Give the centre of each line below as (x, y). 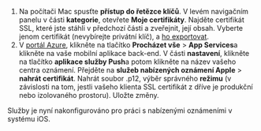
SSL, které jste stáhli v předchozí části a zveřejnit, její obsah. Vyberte (131, 28)
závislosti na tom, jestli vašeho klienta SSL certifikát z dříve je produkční (136, 87)
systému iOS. (29, 119)
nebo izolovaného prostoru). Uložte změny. (89, 95)
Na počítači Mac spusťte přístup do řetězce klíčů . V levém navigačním (134, 11)
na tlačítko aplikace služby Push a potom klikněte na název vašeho (127, 62)
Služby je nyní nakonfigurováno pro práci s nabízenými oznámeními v (120, 110)
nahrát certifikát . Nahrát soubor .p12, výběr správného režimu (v (125, 79)
